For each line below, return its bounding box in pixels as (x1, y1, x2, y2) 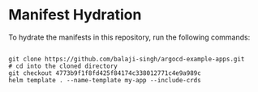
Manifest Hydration (8, 6, 142, 24)
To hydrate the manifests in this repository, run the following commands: (8, 32, 251, 42)
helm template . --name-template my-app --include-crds (8, 76, 201, 84)
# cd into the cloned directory (8, 62, 118, 70)
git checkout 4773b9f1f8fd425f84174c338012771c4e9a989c (8, 69, 201, 77)
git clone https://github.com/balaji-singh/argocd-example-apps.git (8, 55, 245, 63)
